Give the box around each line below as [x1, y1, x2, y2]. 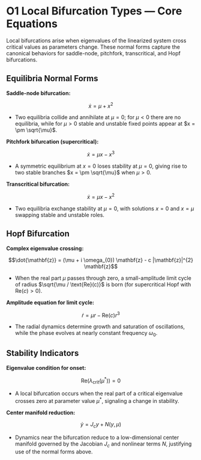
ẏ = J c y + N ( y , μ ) [80, 420, 122, 429]
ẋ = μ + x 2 [88, 101, 113, 109]
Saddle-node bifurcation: [6, 89, 71, 97]
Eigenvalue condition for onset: [6, 364, 86, 371]
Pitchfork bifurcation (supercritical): [6, 138, 99, 146]
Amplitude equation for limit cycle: [6, 299, 95, 306]
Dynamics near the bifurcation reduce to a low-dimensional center [14, 434, 179, 441]
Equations [6, 17, 58, 31]
